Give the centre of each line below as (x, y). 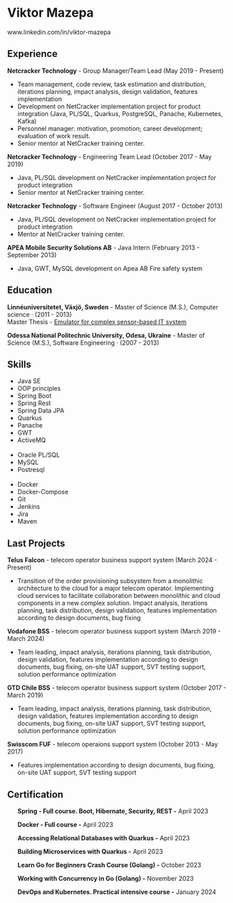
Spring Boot (34, 396)
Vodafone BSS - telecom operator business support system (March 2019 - (114, 631)
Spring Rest (34, 403)
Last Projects (36, 543)
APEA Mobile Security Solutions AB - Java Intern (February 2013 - (104, 247)
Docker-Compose (43, 492)
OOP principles (39, 389)
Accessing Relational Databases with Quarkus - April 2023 (103, 838)
